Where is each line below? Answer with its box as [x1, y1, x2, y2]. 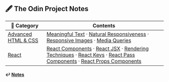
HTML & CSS [8, 37, 39, 44]
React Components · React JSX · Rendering [46, 45, 149, 52]
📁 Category [11, 22, 39, 29]
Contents [92, 22, 116, 29]
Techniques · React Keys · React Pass [46, 51, 135, 58]
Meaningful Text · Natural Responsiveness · [46, 30, 149, 37]
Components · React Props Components [46, 57, 142, 64]
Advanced [8, 30, 32, 37]
